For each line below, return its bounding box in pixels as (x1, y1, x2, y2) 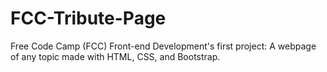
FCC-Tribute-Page (10, 7, 167, 30)
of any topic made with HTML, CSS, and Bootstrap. (10, 50, 221, 62)
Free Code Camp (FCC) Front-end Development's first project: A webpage (10, 40, 317, 52)
